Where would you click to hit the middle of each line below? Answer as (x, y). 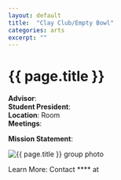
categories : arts (37, 30)
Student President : (39, 107)
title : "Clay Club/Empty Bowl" (61, 23)
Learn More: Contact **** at (54, 170)
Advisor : (22, 99)
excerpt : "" (27, 37)
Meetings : (25, 124)
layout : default (35, 15)
